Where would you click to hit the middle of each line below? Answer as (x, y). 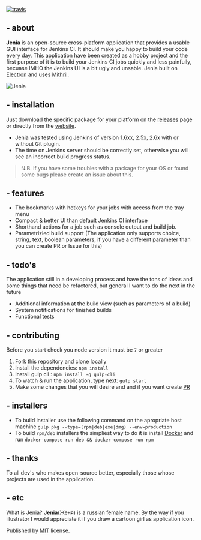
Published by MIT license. (38, 530)
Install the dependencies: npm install (61, 368)
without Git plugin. (37, 143)
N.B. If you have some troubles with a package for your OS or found (105, 168)
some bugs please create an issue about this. (77, 175)
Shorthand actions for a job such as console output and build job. (96, 227)
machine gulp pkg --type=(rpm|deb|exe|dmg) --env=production (93, 427)
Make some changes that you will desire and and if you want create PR (102, 387)
